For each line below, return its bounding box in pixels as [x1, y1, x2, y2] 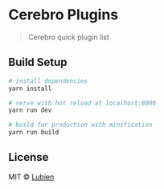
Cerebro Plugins [8, 6, 119, 24]
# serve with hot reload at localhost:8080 [8, 99, 157, 107]
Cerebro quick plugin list [27, 32, 110, 42]
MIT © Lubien [8, 171, 55, 182]
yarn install [8, 84, 52, 92]
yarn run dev [8, 106, 52, 114]
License [8, 150, 49, 164]
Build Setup [8, 55, 68, 69]
